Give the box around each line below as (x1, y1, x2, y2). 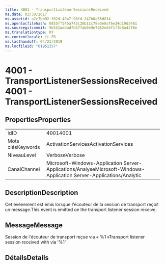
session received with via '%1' (5, 239, 66, 245)
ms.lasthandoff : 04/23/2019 (5, 39, 63, 44)
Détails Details (5, 253, 49, 262)
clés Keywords (7, 143, 40, 150)
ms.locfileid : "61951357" (5, 44, 58, 49)
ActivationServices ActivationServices (46, 140, 134, 147)
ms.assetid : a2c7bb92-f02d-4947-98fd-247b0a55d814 (5, 16, 111, 21)
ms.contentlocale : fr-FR (5, 35, 56, 40)
